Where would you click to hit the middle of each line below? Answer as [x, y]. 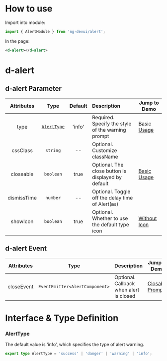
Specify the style [112, 124]
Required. [103, 117]
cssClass [22, 150]
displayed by [107, 177]
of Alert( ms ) [105, 204]
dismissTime [22, 197]
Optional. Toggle [111, 191]
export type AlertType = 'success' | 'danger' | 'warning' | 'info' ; [79, 354]
